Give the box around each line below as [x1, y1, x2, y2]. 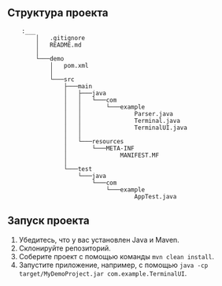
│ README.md [35, 41, 82, 49]
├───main [63, 82, 92, 90]
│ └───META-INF [63, 144, 135, 152]
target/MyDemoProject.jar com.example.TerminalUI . [18, 268, 187, 278]
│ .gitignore [35, 34, 86, 42]
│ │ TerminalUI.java [63, 124, 188, 132]
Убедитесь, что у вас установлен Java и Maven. [18, 235, 180, 244]
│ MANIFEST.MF [63, 151, 159, 159]
